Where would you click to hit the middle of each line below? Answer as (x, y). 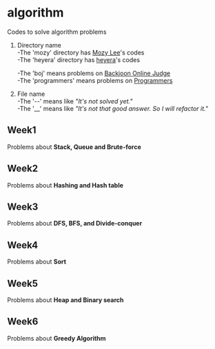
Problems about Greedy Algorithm (57, 338)
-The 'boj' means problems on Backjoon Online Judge (94, 73)
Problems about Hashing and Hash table (65, 185)
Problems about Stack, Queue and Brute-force (74, 147)
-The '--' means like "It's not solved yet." (75, 101)
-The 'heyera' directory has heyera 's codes (78, 59)
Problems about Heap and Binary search (65, 300)
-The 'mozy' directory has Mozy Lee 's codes (81, 52)
